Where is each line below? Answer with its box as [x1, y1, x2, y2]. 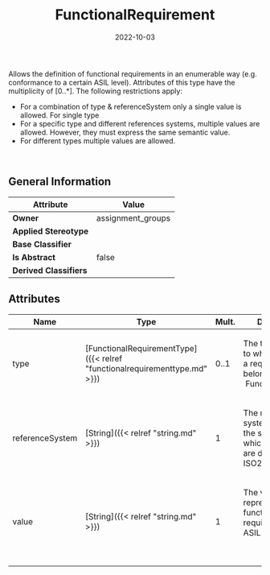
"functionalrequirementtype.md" [85, 362, 208, 374]
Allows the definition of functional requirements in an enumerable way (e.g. [8, 68, 257, 78]
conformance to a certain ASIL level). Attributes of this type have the [8, 77, 235, 87]
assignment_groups [96, 212, 171, 223]
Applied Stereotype [12, 225, 89, 237]
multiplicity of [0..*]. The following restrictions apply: [8, 86, 183, 96]
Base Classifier [12, 238, 72, 250]
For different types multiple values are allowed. [19, 135, 176, 146]
